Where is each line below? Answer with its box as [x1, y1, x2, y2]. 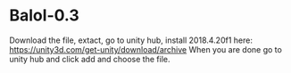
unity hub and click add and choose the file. [9, 53, 170, 64]
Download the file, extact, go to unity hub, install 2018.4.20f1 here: [9, 35, 253, 45]
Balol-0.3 [9, 5, 80, 26]
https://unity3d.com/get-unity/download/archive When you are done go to [9, 44, 283, 54]
